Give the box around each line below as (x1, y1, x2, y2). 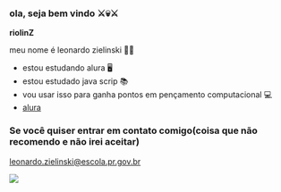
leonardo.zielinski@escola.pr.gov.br (9, 155, 141, 167)
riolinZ (9, 28, 34, 38)
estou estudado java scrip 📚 (21, 76, 129, 87)
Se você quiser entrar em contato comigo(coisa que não (9, 124, 258, 137)
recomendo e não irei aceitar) (9, 136, 140, 148)
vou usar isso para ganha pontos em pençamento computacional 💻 (21, 89, 273, 100)
